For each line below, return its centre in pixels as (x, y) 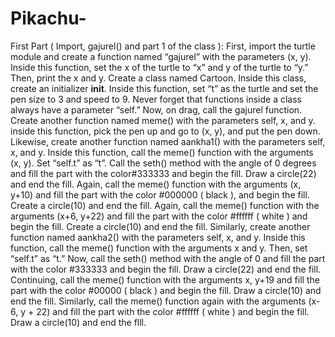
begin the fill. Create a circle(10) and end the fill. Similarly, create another (160, 226)
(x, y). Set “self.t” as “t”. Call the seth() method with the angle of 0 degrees (163, 163)
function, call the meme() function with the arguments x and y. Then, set (159, 248)
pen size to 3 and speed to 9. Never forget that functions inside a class (156, 99)
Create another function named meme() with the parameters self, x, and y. (163, 120)
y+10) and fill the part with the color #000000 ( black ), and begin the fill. (160, 194)
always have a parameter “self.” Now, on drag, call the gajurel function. (156, 109)
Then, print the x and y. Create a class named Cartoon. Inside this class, (158, 78)
